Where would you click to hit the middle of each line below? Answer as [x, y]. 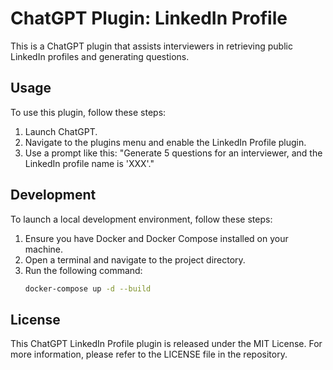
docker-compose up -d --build [88, 288]
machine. [44, 249]
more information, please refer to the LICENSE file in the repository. [149, 354]
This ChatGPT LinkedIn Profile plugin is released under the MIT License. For [166, 344]
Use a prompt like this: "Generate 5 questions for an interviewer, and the [173, 153]
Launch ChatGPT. [61, 131]
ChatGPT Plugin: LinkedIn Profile [149, 18]
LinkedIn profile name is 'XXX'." [89, 163]
